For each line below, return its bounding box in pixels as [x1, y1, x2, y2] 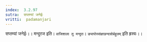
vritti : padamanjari [5, 17, 52, 22]
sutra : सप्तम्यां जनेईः [5, 12, 44, 17]
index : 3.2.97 [5, 7, 38, 13]
